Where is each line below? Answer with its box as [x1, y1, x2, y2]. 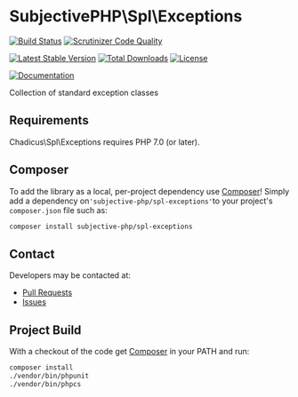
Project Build [9, 322, 82, 337]
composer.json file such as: [9, 204, 109, 215]
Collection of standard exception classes [9, 87, 158, 98]
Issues [21, 297, 47, 307]
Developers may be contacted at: [9, 270, 132, 281]
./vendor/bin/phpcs [9, 379, 82, 388]
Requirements [9, 113, 89, 128]
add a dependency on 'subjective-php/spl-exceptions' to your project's [9, 195, 273, 206]
